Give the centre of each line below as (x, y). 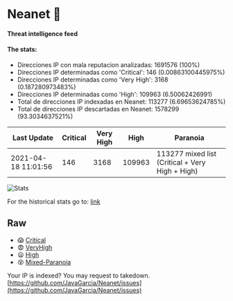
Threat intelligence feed (43, 33)
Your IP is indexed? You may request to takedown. (79, 275)
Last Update (33, 138)
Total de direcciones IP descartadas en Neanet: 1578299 (98, 109)
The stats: (22, 49)
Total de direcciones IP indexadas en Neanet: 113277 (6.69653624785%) (121, 101)
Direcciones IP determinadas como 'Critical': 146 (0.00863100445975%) (121, 72)
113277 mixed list (187, 154)
